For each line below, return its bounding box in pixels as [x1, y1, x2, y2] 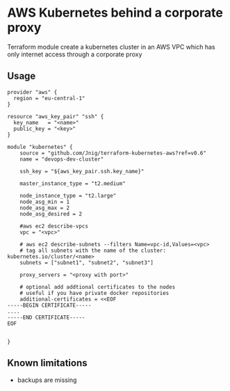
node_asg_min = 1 [19, 198, 70, 205]
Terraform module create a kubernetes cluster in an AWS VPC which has [7, 42, 215, 51]
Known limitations [7, 357, 88, 369]
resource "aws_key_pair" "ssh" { [7, 113, 104, 120]
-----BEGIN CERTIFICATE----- [7, 301, 92, 309]
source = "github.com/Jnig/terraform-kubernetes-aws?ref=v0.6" [19, 150, 207, 157]
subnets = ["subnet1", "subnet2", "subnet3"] [19, 259, 154, 266]
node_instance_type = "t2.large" [19, 192, 117, 199]
